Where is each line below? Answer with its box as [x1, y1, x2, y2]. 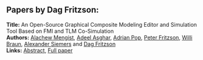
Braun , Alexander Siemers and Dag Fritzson [6, 40, 116, 47]
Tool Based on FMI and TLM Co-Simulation [6, 27, 114, 35]
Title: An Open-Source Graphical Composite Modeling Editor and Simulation [6, 21, 198, 28]
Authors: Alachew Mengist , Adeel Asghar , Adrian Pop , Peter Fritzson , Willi [6, 33, 193, 41]
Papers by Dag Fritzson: [6, 5, 99, 15]
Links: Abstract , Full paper [6, 47, 73, 54]
